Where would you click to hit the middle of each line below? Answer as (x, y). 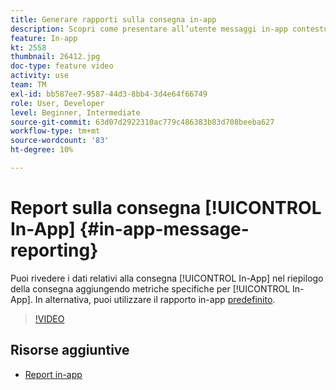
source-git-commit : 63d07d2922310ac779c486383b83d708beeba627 (142, 122)
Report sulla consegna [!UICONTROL (166, 208)
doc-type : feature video (62, 66)
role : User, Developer (57, 103)
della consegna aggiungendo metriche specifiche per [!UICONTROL (150, 288)
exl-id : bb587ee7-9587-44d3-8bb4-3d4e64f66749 (109, 94)
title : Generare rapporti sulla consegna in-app (113, 19)
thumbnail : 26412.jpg (55, 57)
